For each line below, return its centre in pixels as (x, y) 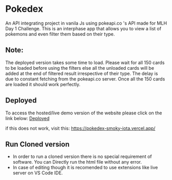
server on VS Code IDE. (38, 173)
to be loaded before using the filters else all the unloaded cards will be (80, 68)
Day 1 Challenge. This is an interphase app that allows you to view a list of (83, 28)
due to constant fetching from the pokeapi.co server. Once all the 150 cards (85, 79)
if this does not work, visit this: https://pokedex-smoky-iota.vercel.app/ (80, 128)
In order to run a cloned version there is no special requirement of (82, 156)
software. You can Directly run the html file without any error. (77, 162)
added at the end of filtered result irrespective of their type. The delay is (82, 73)
